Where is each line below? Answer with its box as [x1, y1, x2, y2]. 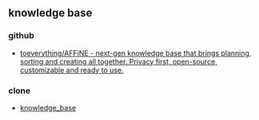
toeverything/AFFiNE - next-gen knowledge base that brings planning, [19, 48, 252, 58]
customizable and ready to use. [19, 65, 124, 75]
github [8, 30, 34, 41]
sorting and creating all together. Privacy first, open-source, [19, 56, 217, 66]
